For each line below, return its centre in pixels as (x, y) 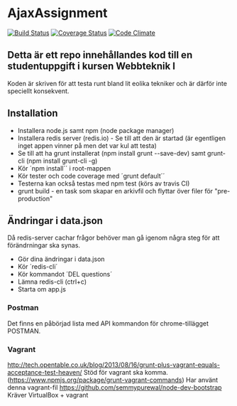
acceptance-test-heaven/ (45, 372)
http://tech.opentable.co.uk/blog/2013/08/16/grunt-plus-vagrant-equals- (114, 365)
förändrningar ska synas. (44, 245)
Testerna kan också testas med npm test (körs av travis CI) (104, 183)
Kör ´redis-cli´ (38, 267)
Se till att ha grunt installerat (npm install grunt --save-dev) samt (111, 153)
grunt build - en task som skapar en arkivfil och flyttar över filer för (115, 191)
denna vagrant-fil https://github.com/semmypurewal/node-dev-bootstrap (115, 387)
